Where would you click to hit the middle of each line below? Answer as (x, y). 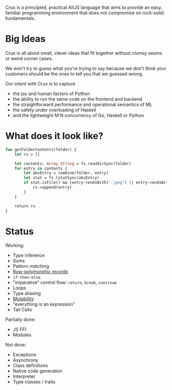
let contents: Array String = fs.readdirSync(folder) (73, 164)
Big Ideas (25, 39)
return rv (25, 206)
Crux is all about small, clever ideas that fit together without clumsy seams (84, 53)
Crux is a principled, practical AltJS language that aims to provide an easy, (84, 7)
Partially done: (20, 319)
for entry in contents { (41, 168)
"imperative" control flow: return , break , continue (64, 283)
